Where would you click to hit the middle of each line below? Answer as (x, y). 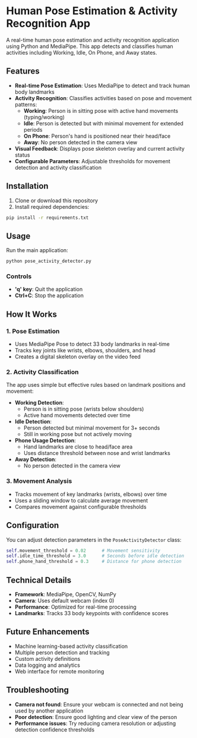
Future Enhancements (48, 632)
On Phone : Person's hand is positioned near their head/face (97, 136)
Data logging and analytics (47, 665)
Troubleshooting (38, 690)
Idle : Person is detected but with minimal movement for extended (104, 123)
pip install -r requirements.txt (47, 218)
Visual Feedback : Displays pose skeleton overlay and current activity (100, 148)
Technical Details (39, 580)
